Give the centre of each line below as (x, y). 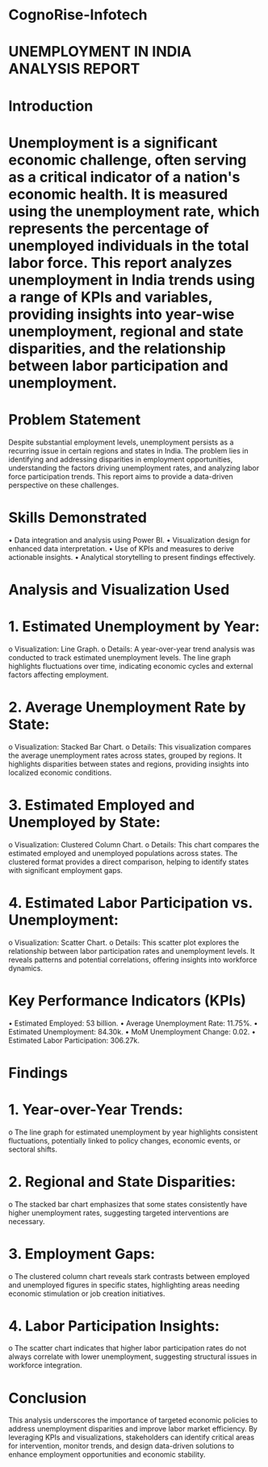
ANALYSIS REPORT (74, 69)
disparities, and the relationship (117, 348)
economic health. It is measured (118, 194)
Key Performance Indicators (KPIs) (127, 1000)
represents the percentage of (109, 228)
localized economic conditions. (60, 772)
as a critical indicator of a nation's (124, 177)
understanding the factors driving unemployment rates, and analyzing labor (134, 468)
